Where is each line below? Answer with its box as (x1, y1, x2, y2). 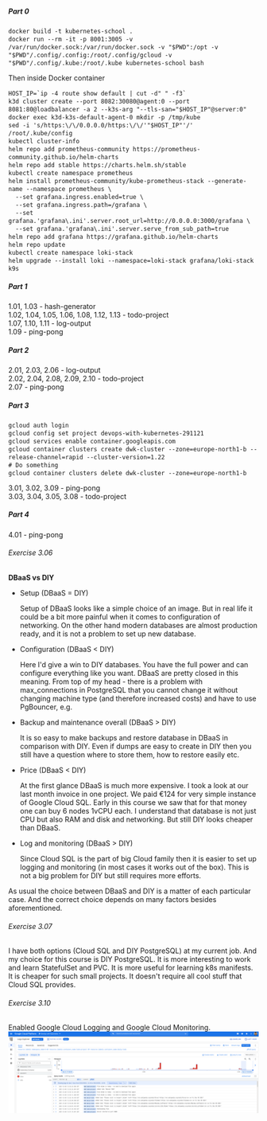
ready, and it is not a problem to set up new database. (19, 629, 196, 639)
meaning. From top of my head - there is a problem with (19, 677, 203, 686)
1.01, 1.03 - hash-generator (8, 301, 96, 311)
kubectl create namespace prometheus (8, 169, 133, 177)
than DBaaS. (19, 823, 61, 833)
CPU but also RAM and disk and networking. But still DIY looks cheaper (19, 814, 253, 824)
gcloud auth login (8, 421, 69, 429)
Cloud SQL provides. (8, 980, 76, 990)
